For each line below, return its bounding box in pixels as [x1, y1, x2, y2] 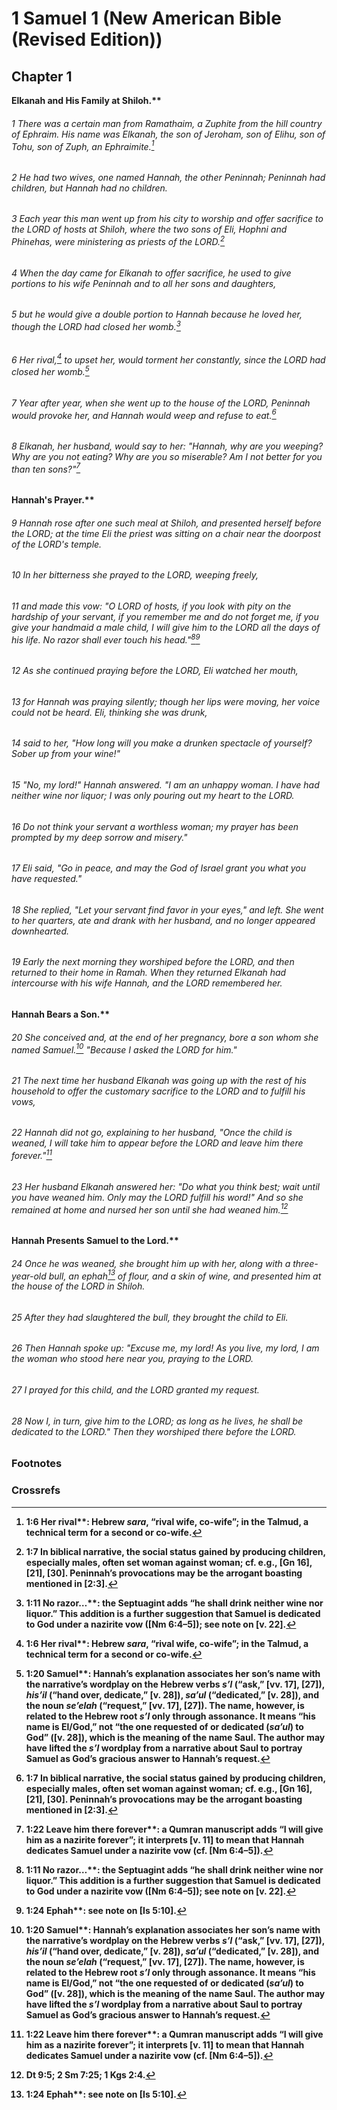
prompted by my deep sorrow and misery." [11, 831, 188, 843]
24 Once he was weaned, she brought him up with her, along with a [11, 1257, 291, 1269]
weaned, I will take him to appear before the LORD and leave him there [11, 1137, 304, 1149]
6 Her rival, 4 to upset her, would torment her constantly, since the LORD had [11, 352, 326, 366]
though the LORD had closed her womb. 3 [11, 319, 181, 332]
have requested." [11, 873, 83, 885]
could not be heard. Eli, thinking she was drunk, [11, 706, 208, 718]
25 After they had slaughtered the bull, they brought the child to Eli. [11, 1311, 289, 1323]
